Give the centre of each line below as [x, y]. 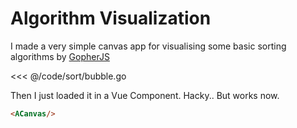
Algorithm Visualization [111, 18]
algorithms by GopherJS [60, 56]
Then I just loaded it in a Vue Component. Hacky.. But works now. [145, 95]
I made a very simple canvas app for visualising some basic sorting [148, 46]
